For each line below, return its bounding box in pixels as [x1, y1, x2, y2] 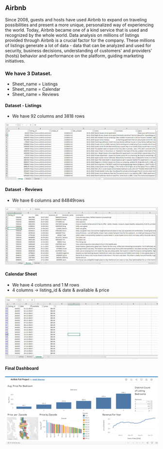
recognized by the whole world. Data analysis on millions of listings [5, 32, 139, 38]
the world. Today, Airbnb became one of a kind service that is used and [5, 27, 148, 33]
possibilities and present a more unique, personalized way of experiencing [5, 22, 154, 28]
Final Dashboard [5, 366, 39, 371]
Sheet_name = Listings [12, 81, 58, 87]
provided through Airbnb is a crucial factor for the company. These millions [5, 37, 155, 43]
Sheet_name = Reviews [12, 92, 59, 97]
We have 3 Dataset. [5, 70, 52, 77]
